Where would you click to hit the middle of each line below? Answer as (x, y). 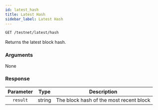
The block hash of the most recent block (103, 100)
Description (103, 92)
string (44, 100)
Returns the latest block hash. (36, 42)
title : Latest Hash (25, 14)
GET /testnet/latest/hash (32, 33)
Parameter (20, 92)
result (20, 100)
